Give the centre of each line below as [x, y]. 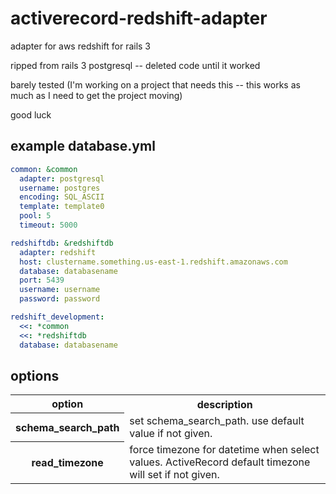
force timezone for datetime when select [224, 449]
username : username [60, 290]
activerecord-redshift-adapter [139, 18]
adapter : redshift [58, 252]
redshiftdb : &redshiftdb [62, 243]
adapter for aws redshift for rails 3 [81, 46]
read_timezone [67, 463]
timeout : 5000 [48, 225]
